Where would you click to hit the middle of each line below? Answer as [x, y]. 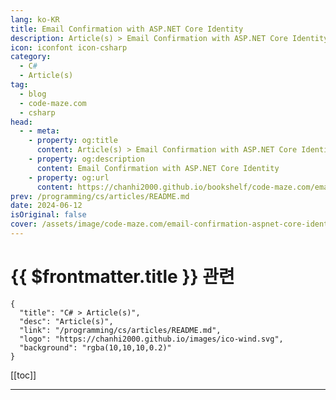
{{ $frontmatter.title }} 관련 [122, 277]
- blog [33, 94]
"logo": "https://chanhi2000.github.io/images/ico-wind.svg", [151, 339]
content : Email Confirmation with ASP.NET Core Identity [158, 168]
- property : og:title [73, 141]
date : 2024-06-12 [46, 206]
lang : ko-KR [35, 19]
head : [21, 122]
